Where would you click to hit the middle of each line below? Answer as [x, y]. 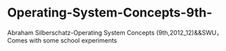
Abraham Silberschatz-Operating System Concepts [81, 32]
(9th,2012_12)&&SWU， [189, 32]
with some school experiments [73, 40]
